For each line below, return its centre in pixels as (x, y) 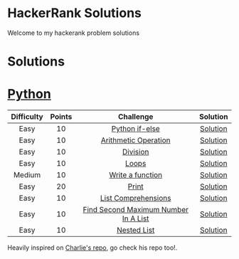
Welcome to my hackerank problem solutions (74, 33)
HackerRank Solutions (75, 13)
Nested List (136, 231)
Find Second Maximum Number (136, 210)
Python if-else (136, 129)
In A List (136, 218)
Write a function (136, 175)
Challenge (136, 117)
